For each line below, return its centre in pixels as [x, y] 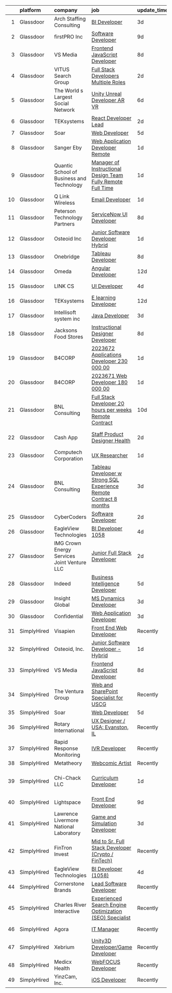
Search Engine [109, 905]
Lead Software [109, 883]
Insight [62, 598]
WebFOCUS [106, 962]
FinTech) [102, 860]
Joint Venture [70, 562]
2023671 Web [109, 376]
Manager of [105, 162]
